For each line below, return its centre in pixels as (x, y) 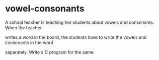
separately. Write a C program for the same (49, 52)
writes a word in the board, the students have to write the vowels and (76, 37)
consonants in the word (29, 42)
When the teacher (24, 27)
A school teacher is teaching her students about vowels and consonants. (79, 22)
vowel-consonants (45, 9)
